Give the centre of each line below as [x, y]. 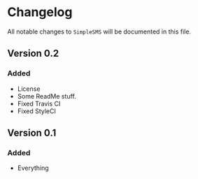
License [29, 89]
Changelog [40, 12]
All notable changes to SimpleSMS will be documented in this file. [99, 31]
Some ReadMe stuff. [47, 96]
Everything [33, 168]
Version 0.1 [32, 133]
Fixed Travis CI [39, 103]
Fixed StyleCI [36, 111]
